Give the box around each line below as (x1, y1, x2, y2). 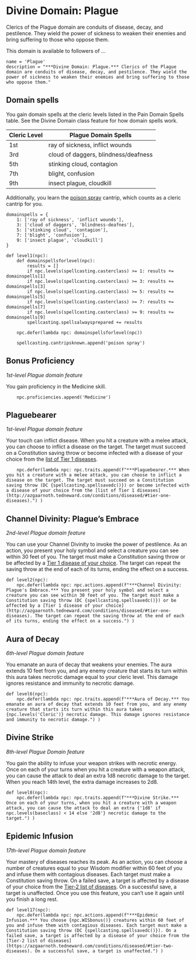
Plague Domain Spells (69, 131, 132, 139)
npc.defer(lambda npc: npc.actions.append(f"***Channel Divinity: (16, 582, 182, 588)
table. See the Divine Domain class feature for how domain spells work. (6, 117, 178, 124)
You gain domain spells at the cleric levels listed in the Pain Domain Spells (6, 110, 184, 118)
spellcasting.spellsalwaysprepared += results (27, 319, 143, 325)
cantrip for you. (6, 200, 43, 207)
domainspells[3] (6, 283, 46, 289)
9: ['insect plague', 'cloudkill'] (16, 237, 104, 243)
